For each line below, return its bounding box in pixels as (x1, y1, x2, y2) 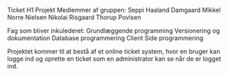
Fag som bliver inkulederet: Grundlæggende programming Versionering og (7, 27, 220, 35)
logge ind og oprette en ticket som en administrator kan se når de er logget (7, 55, 222, 63)
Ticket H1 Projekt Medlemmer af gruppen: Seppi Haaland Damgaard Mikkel (7, 6, 221, 14)
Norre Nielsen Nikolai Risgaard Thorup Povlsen (7, 13, 141, 21)
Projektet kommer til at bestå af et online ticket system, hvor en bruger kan (7, 48, 220, 55)
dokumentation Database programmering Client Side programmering (7, 34, 204, 42)
